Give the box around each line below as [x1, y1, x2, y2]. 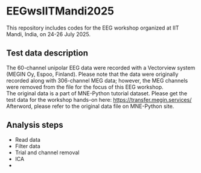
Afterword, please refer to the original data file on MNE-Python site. [6, 102, 174, 110]
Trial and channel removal [14, 149, 80, 156]
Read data [14, 136, 41, 143]
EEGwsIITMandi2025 [6, 4, 115, 18]
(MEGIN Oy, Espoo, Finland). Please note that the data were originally [6, 71, 179, 78]
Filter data [14, 142, 40, 149]
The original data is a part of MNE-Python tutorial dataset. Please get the [6, 89, 188, 97]
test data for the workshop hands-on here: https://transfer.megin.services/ [6, 96, 192, 103]
